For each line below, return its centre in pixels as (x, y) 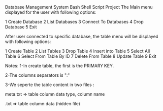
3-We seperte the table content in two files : (50, 85)
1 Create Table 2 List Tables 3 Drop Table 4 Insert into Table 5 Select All (78, 51)
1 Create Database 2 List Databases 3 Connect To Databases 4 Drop (74, 22)
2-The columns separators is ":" (37, 75)
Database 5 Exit (21, 27)
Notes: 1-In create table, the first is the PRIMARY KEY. (60, 66)
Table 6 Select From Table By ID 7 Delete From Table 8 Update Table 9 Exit (81, 56)
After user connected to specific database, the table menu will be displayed (82, 36)
